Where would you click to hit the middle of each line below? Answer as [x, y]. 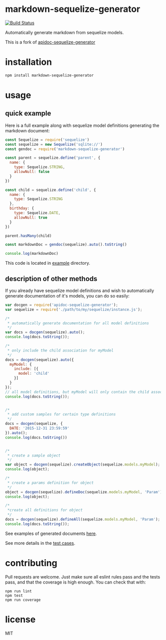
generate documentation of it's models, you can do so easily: [67, 295]
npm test [14, 595]
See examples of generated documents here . [51, 533]
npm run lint [19, 591]
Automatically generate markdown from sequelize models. [64, 32]
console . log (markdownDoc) [32, 254]
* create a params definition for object [50, 483]
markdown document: [27, 130]
